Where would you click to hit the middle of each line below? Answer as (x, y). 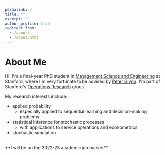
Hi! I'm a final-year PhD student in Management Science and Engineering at (82, 76)
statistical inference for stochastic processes (58, 122)
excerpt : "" (17, 19)
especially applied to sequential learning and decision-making (83, 111)
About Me (26, 62)
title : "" (15, 14)
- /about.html (24, 38)
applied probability (32, 106)
